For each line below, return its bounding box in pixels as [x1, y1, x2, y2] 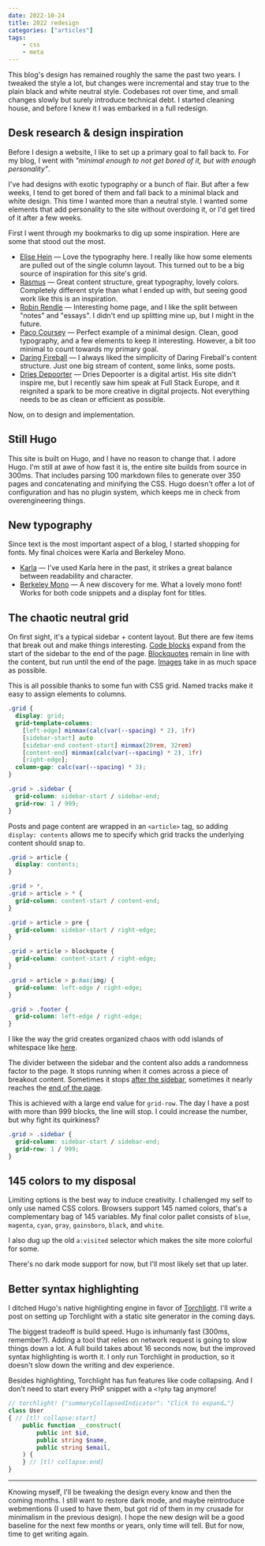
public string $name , [36, 1436, 108, 1444]
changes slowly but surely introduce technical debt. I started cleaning [8, 96, 235, 104]
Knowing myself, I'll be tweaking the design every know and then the [8, 1488, 232, 1496]
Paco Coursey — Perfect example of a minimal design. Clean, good [19, 327, 239, 336]
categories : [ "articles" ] [8, 26, 93, 34]
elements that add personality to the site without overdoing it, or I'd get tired [8, 205, 256, 214]
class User [8, 1407, 44, 1415]
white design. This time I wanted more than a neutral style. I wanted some [8, 196, 248, 205]
